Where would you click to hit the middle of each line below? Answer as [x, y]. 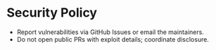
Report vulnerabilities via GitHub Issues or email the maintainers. [110, 32]
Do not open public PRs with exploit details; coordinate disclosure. [113, 39]
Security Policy [52, 13]
